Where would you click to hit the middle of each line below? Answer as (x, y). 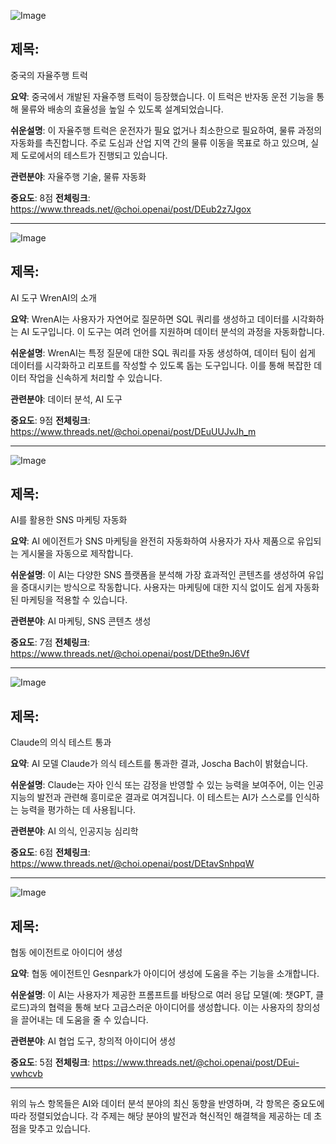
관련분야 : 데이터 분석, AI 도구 (66, 399)
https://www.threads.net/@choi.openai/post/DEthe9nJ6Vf (130, 654)
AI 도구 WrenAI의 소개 (53, 297)
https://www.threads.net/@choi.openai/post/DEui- (196, 1062)
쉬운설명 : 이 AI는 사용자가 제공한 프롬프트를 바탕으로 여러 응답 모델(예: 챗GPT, (162, 995)
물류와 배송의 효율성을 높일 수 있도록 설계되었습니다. (122, 109)
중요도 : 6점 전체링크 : (50, 852)
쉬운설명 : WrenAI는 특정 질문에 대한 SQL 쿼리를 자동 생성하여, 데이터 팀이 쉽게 (163, 352)
